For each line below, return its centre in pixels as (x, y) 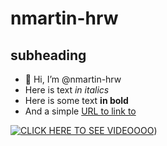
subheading (48, 55)
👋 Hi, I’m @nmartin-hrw (73, 79)
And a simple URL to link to (80, 111)
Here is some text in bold (76, 100)
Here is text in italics (67, 90)
